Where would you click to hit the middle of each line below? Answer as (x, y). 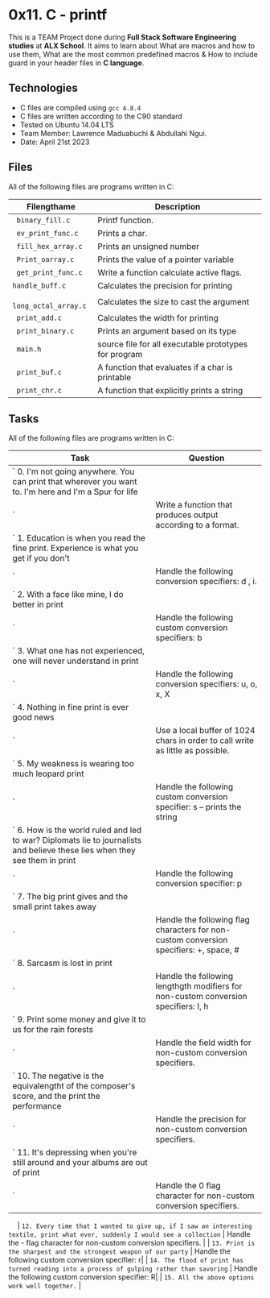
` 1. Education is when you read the (79, 538)
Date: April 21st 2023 (55, 142)
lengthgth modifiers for (199, 986)
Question (207, 458)
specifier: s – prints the (198, 807)
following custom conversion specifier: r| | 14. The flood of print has (126, 1260)
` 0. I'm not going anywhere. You (74, 471)
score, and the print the (56, 1096)
